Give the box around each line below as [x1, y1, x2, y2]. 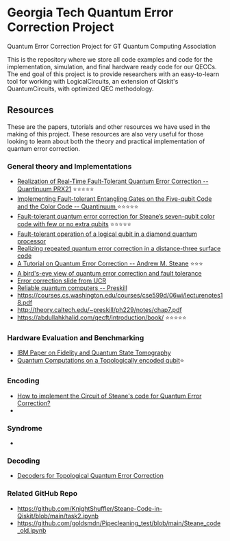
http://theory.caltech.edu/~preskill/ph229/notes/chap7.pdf [16, 306, 183, 314]
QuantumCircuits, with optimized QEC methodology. [7, 84, 154, 93]
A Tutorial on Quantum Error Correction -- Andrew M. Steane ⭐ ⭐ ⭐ [16, 259, 203, 268]
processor [16, 237, 47, 245]
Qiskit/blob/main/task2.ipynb [16, 512, 99, 520]
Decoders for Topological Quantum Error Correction [16, 472, 164, 480]
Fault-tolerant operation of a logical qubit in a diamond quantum [16, 230, 197, 238]
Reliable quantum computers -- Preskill [16, 284, 128, 292]
